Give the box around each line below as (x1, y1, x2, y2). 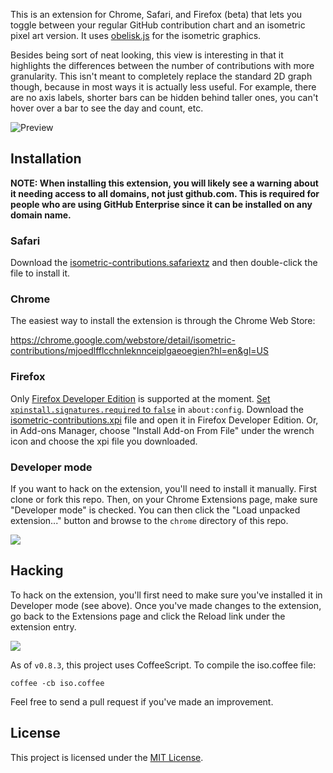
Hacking (10, 562, 64, 579)
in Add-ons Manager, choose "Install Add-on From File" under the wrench (10, 424, 315, 436)
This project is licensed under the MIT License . (10, 751, 204, 763)
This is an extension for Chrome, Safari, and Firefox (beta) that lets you (10, 9, 303, 20)
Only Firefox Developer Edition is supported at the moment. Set (10, 392, 271, 404)
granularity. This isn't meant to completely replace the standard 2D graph (10, 70, 313, 82)
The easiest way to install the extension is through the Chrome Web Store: (10, 315, 316, 327)
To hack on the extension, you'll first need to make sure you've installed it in (10, 589, 323, 601)
